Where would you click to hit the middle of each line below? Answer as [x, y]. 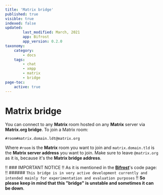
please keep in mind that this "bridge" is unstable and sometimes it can [79, 183]
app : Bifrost [36, 37]
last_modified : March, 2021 [51, 32]
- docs [29, 55]
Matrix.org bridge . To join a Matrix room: [47, 130]
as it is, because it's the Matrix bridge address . [53, 158]
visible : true [20, 19]
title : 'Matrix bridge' [29, 10]
